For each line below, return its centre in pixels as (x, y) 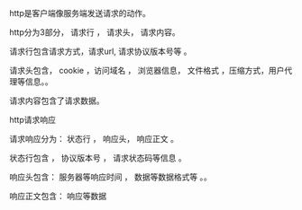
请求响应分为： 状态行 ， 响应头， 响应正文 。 (94, 139)
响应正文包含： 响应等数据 (58, 196)
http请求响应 (33, 120)
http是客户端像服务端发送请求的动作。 (80, 13)
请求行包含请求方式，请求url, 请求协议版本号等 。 (101, 51)
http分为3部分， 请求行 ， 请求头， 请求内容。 (95, 32)
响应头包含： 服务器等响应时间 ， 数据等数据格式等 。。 (110, 177)
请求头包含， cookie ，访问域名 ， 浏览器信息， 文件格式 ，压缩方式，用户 (147, 70)
